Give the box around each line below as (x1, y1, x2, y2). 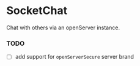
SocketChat (6, 4, 68, 18)
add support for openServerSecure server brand (15, 53, 134, 61)
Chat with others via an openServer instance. (6, 24, 120, 31)
